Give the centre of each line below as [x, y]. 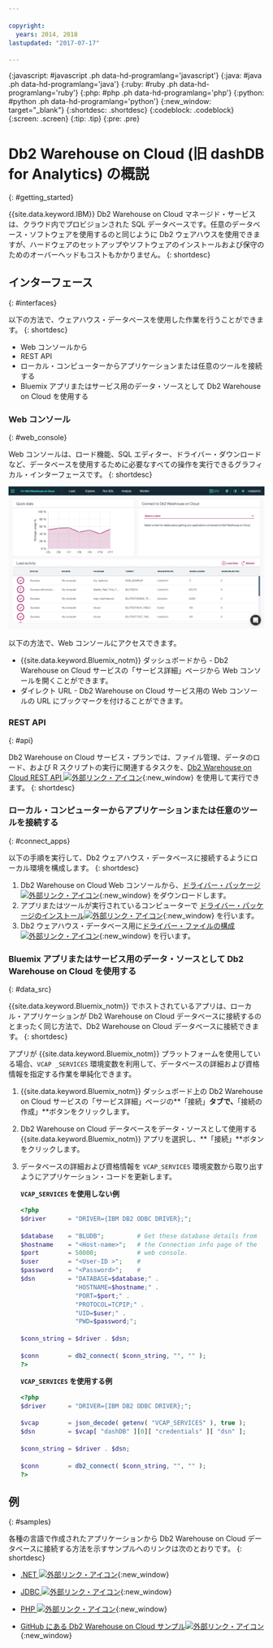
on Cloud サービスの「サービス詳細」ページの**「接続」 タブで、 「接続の [141, 1101]
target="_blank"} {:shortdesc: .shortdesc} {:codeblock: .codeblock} [121, 110]
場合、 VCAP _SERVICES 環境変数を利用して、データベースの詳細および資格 [137, 1064]
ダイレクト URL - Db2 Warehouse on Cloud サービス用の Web [123, 691]
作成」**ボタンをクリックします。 [77, 1112]
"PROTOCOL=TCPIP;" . [110, 1304]
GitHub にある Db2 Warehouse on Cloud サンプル [103, 1626]
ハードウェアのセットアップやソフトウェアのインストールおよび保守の [147, 244]
